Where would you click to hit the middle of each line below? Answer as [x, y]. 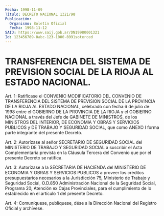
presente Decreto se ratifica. [34, 157]
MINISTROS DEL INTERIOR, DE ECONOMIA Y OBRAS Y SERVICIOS [72, 122]
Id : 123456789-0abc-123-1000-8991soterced [49, 37]
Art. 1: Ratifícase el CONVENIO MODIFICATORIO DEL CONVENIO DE [73, 96]
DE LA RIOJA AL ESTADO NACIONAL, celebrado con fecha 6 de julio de [77, 106]
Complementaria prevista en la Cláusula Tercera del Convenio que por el [78, 153]
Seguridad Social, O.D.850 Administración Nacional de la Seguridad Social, [81, 183]
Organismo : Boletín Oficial [38, 23]
